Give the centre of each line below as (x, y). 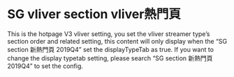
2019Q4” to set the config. (45, 66)
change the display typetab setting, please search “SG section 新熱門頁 (110, 58)
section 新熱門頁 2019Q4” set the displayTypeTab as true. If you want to (111, 49)
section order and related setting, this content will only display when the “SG (117, 41)
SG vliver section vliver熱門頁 (94, 14)
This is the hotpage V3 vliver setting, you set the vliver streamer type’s (109, 34)
